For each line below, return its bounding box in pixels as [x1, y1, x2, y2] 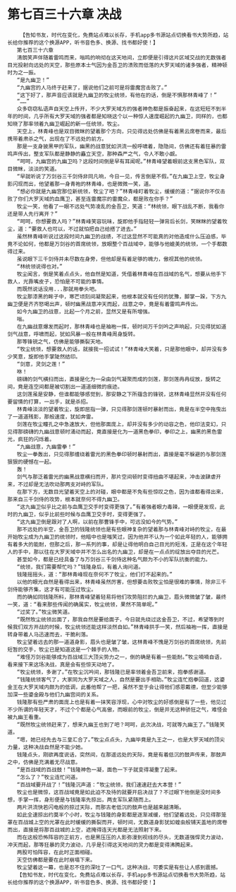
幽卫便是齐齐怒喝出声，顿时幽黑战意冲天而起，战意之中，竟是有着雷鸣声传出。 [7, 300, 201, 307]
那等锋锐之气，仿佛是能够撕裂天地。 [16, 338, 106, 345]
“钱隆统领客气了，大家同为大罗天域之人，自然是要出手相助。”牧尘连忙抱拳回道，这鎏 [16, 676, 225, 683]
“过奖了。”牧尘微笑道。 [16, 609, 73, 616]
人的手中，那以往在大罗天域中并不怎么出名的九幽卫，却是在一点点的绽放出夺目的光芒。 [7, 548, 223, 556]
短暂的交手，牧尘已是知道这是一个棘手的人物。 [7, 646, 123, 653]
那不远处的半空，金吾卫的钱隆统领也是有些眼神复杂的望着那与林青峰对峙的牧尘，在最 [16, 526, 227, 533]
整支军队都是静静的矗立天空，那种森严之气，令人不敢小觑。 [33, 150, 181, 158]
